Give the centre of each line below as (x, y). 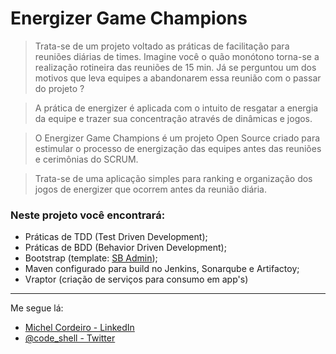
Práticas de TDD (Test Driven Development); (116, 237)
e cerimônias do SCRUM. (86, 159)
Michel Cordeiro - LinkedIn (79, 328)
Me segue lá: (37, 308)
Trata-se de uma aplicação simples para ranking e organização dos (173, 178)
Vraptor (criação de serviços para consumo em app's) (136, 279)
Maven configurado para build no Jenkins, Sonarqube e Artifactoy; (162, 269)
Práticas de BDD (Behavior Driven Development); (125, 248)
